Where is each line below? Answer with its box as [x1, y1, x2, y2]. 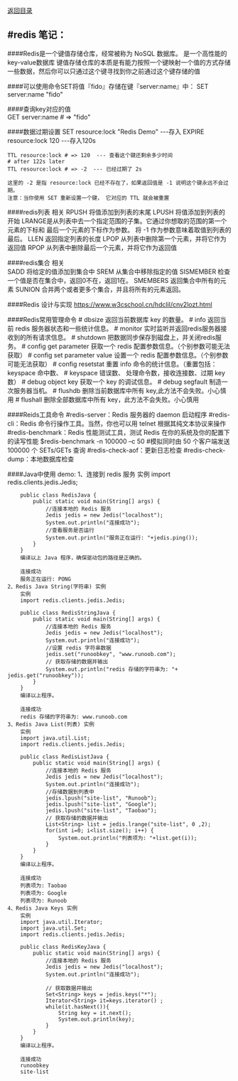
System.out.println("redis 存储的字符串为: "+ [45, 665, 178, 673]
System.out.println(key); [58, 1016, 135, 1023]
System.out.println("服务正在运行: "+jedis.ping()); [45, 534, 199, 542]
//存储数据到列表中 [45, 788, 94, 795]
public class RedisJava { [20, 491, 97, 499]
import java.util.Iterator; [20, 918, 103, 925]
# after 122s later [7, 158, 65, 165]
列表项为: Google [20, 889, 67, 897]
